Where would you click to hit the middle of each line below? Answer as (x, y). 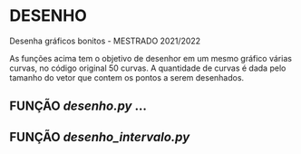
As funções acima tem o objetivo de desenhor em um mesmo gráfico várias (151, 58)
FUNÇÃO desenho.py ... (78, 106)
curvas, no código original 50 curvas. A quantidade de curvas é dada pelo (148, 68)
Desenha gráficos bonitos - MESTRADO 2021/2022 (105, 41)
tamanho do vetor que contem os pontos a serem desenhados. (127, 77)
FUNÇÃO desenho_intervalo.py (100, 137)
